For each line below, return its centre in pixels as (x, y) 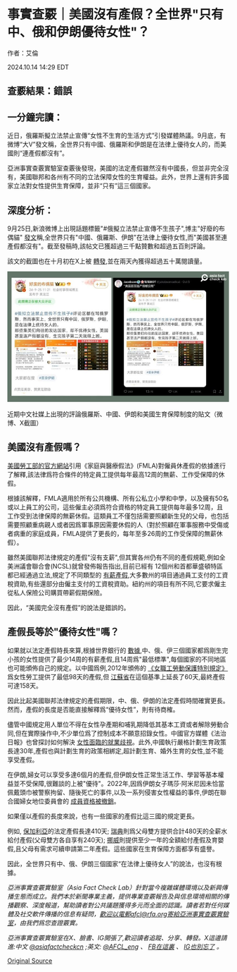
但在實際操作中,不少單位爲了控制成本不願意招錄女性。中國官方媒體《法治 (121, 733)
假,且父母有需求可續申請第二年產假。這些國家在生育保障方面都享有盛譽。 (113, 849)
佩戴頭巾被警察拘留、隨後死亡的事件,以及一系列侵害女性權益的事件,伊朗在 (114, 792)
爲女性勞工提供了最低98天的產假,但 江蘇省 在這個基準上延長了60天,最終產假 (116, 676)
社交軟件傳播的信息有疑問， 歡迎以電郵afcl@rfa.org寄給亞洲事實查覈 (118, 913)
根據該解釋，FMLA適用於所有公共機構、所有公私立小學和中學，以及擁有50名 (118, 498)
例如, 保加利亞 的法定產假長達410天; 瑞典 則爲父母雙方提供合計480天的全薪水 (117, 831)
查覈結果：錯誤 (40, 91)
